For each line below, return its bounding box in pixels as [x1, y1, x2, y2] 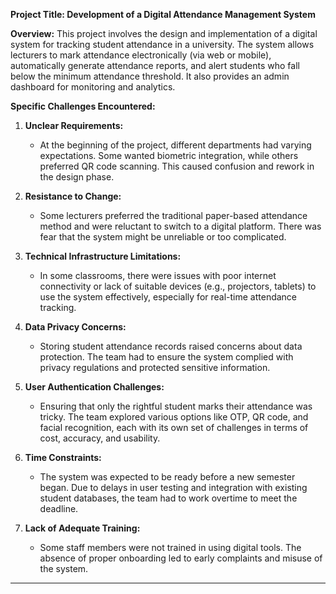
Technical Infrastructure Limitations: [24, 250, 182, 262]
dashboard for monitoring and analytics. [10, 81, 176, 93]
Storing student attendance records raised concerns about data [39, 340, 303, 352]
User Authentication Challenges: [24, 381, 165, 393]
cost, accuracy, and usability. [39, 432, 161, 444]
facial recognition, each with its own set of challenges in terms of [39, 422, 309, 433]
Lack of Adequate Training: [24, 522, 141, 534]
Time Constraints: [24, 452, 102, 463]
